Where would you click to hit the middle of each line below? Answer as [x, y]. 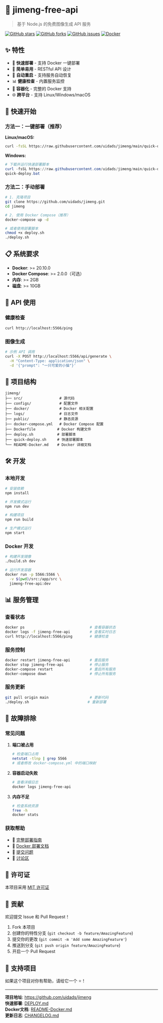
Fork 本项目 [24, 927]
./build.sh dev [20, 561]
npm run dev [17, 506]
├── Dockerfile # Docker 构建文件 [48, 430]
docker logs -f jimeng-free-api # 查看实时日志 [60, 632]
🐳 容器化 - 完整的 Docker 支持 [42, 88]
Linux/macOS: [20, 138]
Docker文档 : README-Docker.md [39, 1009]
